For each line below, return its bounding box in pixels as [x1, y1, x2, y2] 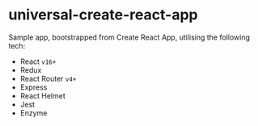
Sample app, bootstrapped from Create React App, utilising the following [8, 32, 251, 42]
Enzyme [19, 107, 48, 118]
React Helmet [19, 90, 66, 100]
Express [19, 82, 48, 92]
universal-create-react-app [8, 6, 198, 24]
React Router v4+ [19, 73, 77, 83]
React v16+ [19, 57, 57, 66]
